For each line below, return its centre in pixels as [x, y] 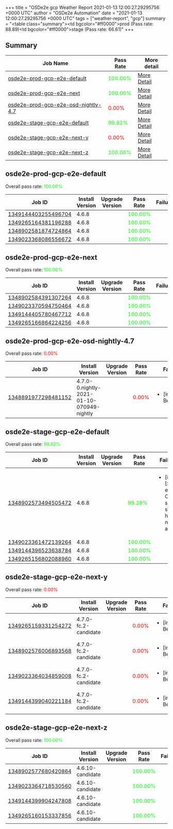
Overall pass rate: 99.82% [33, 444]
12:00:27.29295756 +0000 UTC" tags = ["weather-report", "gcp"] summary [85, 18]
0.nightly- [89, 388]
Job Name [56, 63]
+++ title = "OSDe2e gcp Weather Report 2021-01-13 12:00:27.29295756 [82, 7]
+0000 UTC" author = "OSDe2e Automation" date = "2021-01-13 [74, 13]
